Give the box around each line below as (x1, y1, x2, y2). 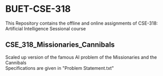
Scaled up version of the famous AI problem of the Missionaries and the (5, 54, 157, 60)
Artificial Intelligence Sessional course (5, 25, 86, 31)
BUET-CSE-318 (5, 3, 71, 15)
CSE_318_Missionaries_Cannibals (5, 41, 115, 49)
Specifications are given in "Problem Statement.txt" (5, 65, 114, 71)
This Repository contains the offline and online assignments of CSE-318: (5, 20, 158, 26)
